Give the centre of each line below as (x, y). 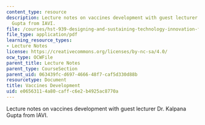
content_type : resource (37, 12)
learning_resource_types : (39, 40)
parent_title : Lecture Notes (43, 63)
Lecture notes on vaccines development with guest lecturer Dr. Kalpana (96, 109)
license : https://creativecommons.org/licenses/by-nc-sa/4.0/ (87, 52)
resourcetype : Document (37, 80)
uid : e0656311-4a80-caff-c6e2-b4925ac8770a (63, 91)
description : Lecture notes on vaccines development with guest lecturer (102, 18)
